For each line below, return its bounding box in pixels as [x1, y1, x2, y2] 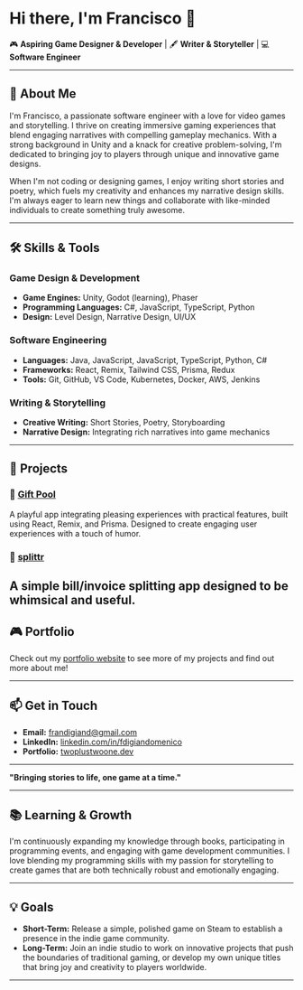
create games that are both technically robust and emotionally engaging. [9, 864, 280, 875]
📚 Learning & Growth [9, 808, 133, 823]
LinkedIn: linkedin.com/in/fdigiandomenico [22, 736, 183, 747]
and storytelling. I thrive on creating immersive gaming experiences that [9, 119, 277, 130]
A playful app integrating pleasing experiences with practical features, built [9, 509, 289, 519]
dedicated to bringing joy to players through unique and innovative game [9, 148, 280, 159]
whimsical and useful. [9, 593, 136, 608]
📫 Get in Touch [9, 698, 98, 714]
